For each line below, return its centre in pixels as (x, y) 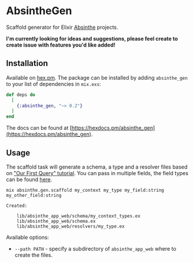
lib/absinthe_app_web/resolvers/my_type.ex (71, 226)
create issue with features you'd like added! (61, 45)
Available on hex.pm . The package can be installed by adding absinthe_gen (97, 77)
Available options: (28, 237)
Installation (27, 63)
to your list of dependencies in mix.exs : (53, 84)
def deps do (21, 95)
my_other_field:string (34, 195)
